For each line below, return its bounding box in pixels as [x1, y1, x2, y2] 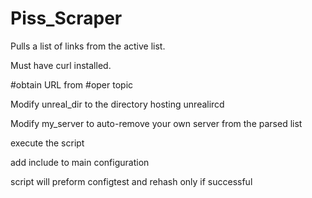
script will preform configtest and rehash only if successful [10, 175, 253, 187]
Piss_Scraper [10, 7, 123, 30]
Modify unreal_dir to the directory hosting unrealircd [10, 98, 225, 110]
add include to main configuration [10, 156, 150, 168]
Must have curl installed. [10, 59, 112, 71]
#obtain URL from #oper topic [10, 78, 134, 91]
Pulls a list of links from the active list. [10, 40, 166, 52]
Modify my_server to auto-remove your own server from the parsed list [10, 117, 303, 129]
